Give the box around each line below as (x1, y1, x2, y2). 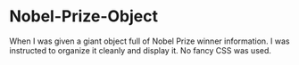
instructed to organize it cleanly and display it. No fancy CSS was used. (9, 45, 272, 55)
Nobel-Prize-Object (9, 6, 159, 27)
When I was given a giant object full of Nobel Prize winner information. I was (9, 36, 290, 46)
